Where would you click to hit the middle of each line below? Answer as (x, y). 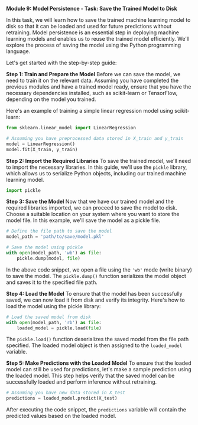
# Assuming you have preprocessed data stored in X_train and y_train (95, 138)
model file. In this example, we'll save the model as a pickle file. (83, 220)
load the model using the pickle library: (53, 306)
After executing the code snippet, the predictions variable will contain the (96, 410)
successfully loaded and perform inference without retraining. (82, 382)
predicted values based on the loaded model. (61, 416)
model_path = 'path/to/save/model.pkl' (55, 237)
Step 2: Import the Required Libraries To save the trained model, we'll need (98, 161)
